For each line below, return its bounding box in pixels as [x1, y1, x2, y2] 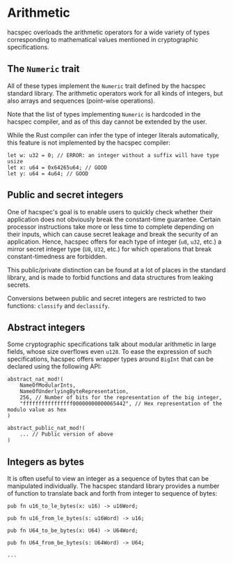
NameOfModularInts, [19, 382, 77, 389]
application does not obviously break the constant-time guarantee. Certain [7, 215, 221, 223]
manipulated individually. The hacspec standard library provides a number [7, 482, 220, 490]
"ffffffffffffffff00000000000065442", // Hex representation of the [19, 400, 223, 408]
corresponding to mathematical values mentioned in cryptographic [7, 35, 198, 43]
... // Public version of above [19, 431, 113, 438]
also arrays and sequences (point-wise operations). [7, 96, 155, 105]
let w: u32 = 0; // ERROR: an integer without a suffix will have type [7, 151, 219, 158]
